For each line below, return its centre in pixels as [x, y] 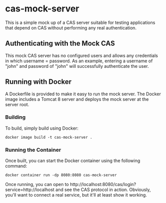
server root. [17, 104]
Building [15, 117]
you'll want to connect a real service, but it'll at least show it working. [76, 195]
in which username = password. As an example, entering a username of [79, 61]
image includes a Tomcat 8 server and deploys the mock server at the [77, 99]
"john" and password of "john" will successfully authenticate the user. [77, 66]
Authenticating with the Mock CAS [60, 44]
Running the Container [33, 150]
